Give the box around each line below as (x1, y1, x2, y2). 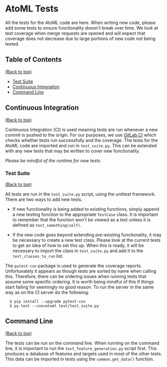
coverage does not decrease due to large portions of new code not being (5, 36, 156, 42)
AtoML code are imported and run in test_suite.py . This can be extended (5, 142, 157, 148)
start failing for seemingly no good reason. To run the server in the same (5, 284, 154, 290)
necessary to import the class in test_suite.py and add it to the (12, 247, 144, 253)
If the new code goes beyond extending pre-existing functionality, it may (12, 231, 162, 238)
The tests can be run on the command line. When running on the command (5, 340, 160, 346)
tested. (5, 41, 20, 47)
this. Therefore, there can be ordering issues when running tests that (5, 273, 147, 279)
